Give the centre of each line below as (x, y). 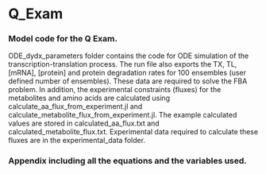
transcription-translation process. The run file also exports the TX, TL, (123, 64)
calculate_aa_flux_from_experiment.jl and (75, 106)
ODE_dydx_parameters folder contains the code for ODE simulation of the (129, 56)
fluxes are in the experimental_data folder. (77, 141)
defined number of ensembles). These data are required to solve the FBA (128, 81)
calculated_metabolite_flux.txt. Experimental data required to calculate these (133, 132)
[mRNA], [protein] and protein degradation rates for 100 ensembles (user (127, 73)
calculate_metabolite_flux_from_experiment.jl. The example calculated (123, 115)
